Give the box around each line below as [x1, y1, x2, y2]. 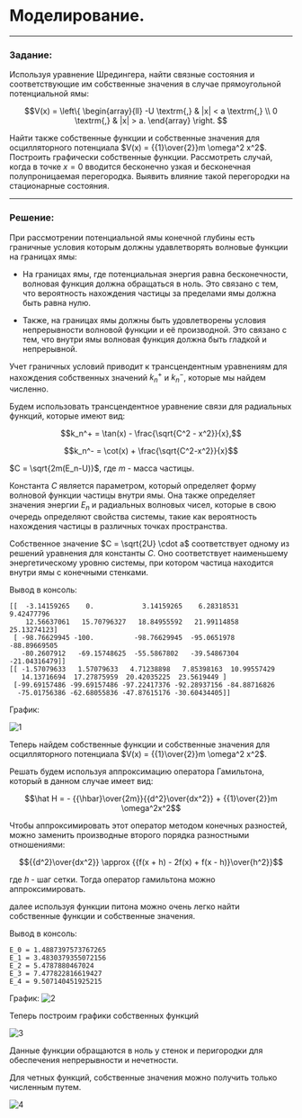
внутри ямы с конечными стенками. [9, 566, 149, 577]
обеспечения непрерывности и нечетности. [9, 1054, 179, 1065]
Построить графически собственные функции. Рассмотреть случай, [9, 152, 273, 163]
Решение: [9, 212, 55, 224]
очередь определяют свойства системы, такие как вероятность [9, 510, 258, 522]
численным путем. [9, 1081, 82, 1092]
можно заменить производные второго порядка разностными [9, 829, 250, 840]
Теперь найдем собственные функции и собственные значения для [9, 739, 271, 750]
